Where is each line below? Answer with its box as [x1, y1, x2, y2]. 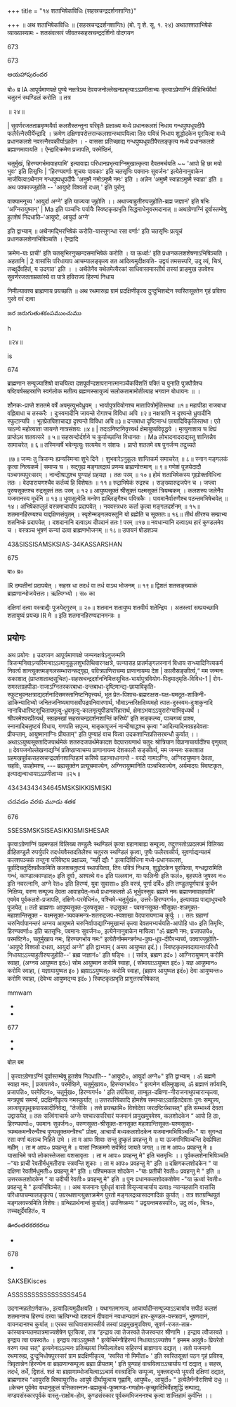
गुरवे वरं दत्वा [7, 295, 35, 303]
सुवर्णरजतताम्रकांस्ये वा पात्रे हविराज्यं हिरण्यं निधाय [7, 273, 114, 281]
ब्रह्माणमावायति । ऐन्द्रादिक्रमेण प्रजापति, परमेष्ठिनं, [7, 145, 113, 153]
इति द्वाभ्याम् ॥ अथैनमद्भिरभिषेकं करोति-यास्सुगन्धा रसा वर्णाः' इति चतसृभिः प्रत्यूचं [7, 227, 183, 235]
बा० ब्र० [7, 567, 24, 575]
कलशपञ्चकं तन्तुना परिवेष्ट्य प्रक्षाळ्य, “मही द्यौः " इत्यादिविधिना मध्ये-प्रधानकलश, [7, 855, 183, 864]
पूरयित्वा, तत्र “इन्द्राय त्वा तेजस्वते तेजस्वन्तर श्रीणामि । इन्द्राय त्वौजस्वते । [67, 1328, 228, 1336]
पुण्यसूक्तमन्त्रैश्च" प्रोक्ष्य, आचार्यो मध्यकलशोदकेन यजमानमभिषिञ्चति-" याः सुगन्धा [47, 1127, 223, 1135]
